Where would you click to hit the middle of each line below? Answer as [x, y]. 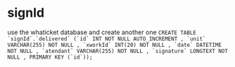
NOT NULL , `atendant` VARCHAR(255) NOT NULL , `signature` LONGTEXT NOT [118, 51]
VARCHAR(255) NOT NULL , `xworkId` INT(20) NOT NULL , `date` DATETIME [114, 45]
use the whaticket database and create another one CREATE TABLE [102, 32]
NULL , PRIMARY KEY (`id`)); [50, 57]
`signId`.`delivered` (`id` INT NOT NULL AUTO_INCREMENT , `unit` [107, 39]
